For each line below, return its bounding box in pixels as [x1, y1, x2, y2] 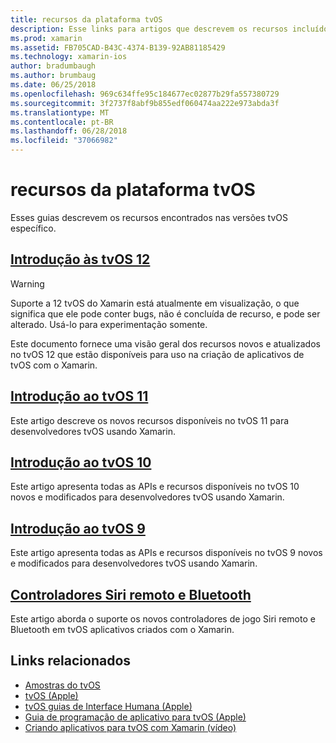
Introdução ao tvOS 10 [10, 454, 152, 471]
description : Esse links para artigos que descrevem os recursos [10, 24, 288, 34]
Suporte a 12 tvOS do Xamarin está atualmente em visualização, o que [10, 297, 300, 309]
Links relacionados [10, 652, 132, 670]
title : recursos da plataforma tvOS [10, 14, 163, 25]
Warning [10, 277, 45, 290]
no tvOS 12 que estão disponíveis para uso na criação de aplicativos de [10, 348, 305, 360]
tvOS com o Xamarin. [10, 359, 98, 371]
